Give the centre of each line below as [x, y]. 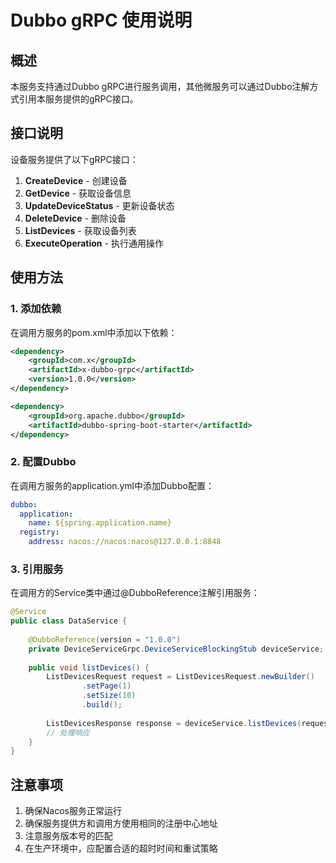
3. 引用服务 [37, 569]
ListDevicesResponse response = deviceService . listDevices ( [174, 723]
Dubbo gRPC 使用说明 [101, 20]
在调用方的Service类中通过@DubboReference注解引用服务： [135, 593]
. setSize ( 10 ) [109, 696]
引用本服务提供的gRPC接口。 [78, 99]
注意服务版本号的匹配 [68, 836]
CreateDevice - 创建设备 [76, 180]
